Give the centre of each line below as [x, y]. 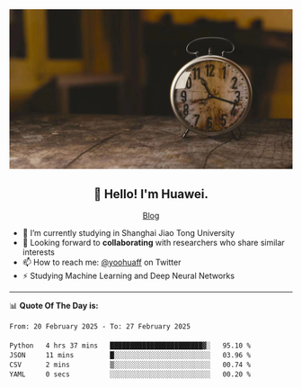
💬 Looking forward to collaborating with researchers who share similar [153, 243]
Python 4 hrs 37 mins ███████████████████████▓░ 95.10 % [130, 346]
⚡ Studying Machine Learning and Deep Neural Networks [129, 276]
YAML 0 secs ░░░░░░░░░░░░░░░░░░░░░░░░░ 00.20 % [130, 374]
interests [39, 252]
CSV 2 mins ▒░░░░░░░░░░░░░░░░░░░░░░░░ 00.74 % [130, 365]
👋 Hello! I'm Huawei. [151, 194]
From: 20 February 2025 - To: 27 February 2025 [100, 327]
